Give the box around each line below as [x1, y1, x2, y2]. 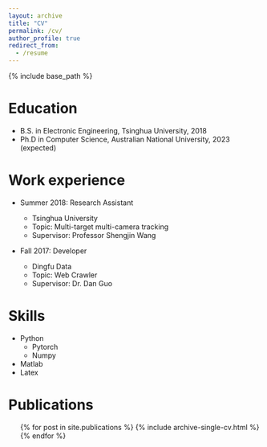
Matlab [19, 359, 43, 368]
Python [19, 333, 44, 342]
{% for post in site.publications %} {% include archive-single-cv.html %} [19, 422, 260, 432]
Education [8, 100, 78, 117]
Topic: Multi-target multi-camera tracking [31, 222, 169, 232]
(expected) [19, 142, 57, 153]
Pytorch [31, 342, 59, 351]
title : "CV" [8, 19, 48, 27]
